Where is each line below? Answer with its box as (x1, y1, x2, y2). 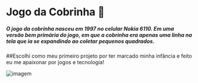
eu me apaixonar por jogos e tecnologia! (6, 59, 105, 66)
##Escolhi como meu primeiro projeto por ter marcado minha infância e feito (6, 52, 192, 59)
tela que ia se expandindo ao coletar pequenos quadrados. (6, 38, 155, 45)
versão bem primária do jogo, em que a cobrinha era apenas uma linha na (6, 31, 192, 38)
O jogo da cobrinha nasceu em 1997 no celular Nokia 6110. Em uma (6, 25, 174, 32)
